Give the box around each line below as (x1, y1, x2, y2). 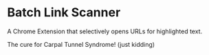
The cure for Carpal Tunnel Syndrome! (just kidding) (7, 40, 155, 48)
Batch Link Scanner (7, 5, 121, 20)
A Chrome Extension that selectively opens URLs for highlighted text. (7, 27, 203, 35)
